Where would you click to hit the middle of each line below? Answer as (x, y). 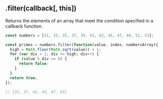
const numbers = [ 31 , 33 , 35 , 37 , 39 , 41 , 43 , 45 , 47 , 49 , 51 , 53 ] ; (79, 35)
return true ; (24, 78)
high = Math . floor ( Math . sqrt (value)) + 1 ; (56, 49)
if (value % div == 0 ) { (41, 59)
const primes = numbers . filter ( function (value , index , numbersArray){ (82, 45)
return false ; (34, 64)
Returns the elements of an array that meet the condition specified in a (79, 20)
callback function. (24, 26)
